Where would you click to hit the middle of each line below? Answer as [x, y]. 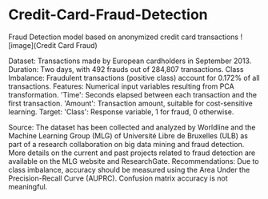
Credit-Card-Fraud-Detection [108, 15]
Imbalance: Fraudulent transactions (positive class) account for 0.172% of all [134, 78]
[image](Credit [32, 45]
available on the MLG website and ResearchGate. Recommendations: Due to [134, 161]
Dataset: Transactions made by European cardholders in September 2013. [130, 61]
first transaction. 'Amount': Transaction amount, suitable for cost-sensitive [131, 103]
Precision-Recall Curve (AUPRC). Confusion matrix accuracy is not [118, 178]
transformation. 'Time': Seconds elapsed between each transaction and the [133, 94]
